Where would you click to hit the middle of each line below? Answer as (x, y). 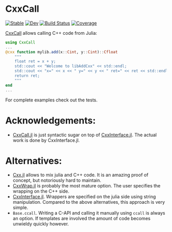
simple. (20, 207)
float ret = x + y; (35, 61)
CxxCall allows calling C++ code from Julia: (51, 33)
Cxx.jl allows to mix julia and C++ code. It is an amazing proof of (80, 175)
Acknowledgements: (51, 120)
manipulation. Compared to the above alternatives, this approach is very (89, 202)
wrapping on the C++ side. (41, 191)
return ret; (27, 76)
